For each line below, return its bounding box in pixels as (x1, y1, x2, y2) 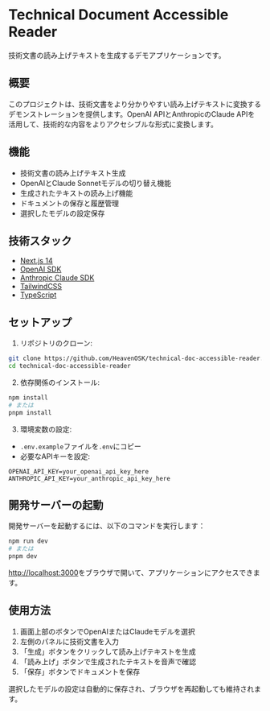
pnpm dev (8, 552, 38, 560)
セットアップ (8, 316, 72, 329)
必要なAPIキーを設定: (19, 451, 91, 461)
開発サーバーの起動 (8, 498, 104, 512)
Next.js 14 (19, 256, 54, 266)
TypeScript (19, 290, 57, 300)
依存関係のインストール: (19, 377, 100, 387)
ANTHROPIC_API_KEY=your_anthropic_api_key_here (8, 474, 171, 482)
